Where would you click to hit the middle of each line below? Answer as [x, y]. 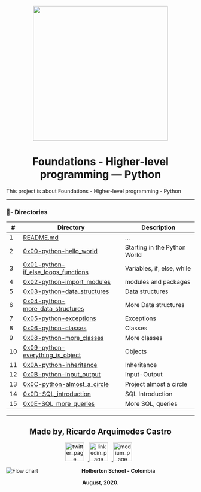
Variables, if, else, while [158, 268]
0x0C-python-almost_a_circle [66, 384]
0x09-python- [44, 348]
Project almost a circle [156, 384]
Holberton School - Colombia [118, 471]
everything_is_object [52, 355]
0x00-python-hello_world [60, 251]
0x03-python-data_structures [66, 291]
